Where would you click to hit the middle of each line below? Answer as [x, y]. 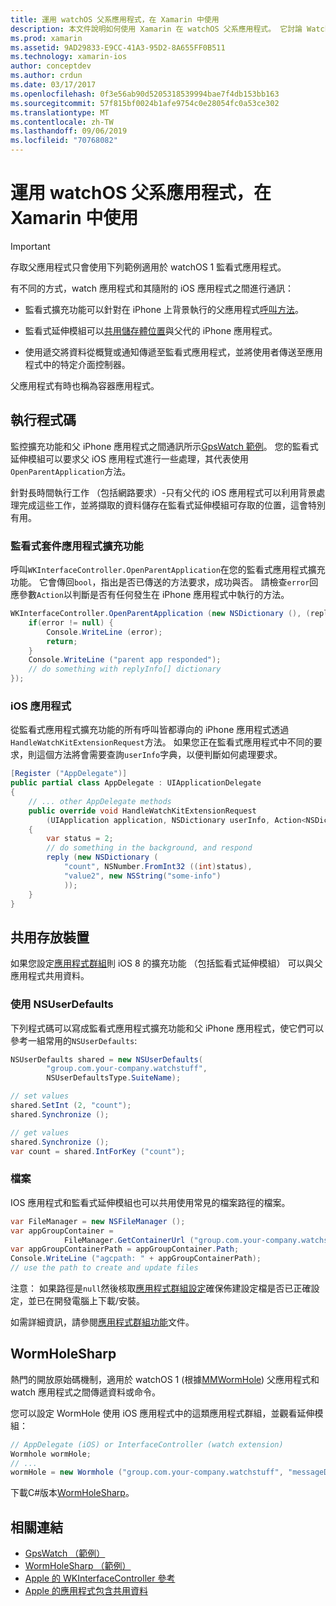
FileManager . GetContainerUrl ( [129, 1240]
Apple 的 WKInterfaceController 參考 [100, 1578]
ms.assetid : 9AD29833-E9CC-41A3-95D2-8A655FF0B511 [118, 47]
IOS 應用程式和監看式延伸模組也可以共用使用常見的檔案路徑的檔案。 [150, 1202]
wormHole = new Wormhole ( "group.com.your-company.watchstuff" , [147, 1472]
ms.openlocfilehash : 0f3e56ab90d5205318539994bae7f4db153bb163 [145, 94]
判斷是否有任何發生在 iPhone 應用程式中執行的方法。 [180, 595]
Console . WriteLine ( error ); [104, 632]
